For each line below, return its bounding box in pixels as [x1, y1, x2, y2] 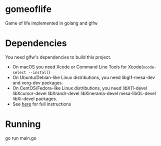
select [12, 70, 26, 75]
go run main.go [5, 135, 36, 141]
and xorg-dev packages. [12, 79, 63, 85]
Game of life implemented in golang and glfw [5, 20, 98, 26]
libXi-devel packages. [12, 95, 57, 101]
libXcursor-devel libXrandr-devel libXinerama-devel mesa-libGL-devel [12, 90, 156, 96]
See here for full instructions [12, 101, 71, 107]
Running [5, 118, 41, 130]
